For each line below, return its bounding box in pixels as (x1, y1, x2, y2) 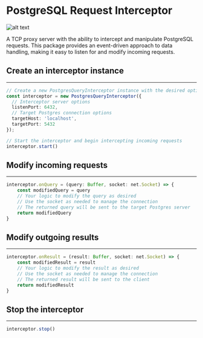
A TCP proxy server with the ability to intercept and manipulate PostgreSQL (6, 35, 194, 42)
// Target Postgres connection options (11, 110, 112, 116)
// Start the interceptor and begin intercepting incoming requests (6, 137, 182, 144)
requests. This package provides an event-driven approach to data (6, 42, 173, 49)
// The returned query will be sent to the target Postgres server (17, 204, 190, 210)
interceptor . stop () (6, 326, 56, 333)
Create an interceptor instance (6, 66, 124, 76)
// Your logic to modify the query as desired (17, 193, 137, 200)
